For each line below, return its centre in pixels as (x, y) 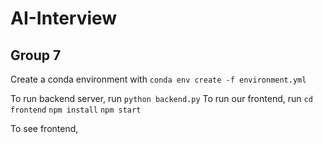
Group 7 (36, 55)
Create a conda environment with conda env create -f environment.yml (158, 79)
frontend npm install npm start (76, 110)
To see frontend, (44, 128)
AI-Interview (64, 18)
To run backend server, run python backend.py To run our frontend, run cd (161, 98)
